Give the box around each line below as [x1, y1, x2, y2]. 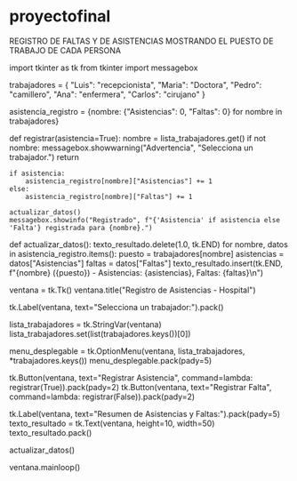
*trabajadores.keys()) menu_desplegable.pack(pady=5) [9, 355, 213, 365]
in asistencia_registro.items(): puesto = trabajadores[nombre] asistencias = [9, 248, 285, 259]
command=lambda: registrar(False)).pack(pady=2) [9, 391, 196, 402]
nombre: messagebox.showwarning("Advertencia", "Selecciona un [9, 142, 253, 153]
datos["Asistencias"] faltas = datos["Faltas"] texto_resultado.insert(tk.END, [9, 258, 283, 269]
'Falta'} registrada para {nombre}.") [9, 223, 153, 232]
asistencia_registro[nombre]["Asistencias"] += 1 [25, 176, 213, 186]
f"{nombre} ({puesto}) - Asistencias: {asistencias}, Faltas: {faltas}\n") [9, 267, 264, 277]
